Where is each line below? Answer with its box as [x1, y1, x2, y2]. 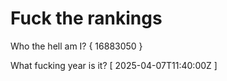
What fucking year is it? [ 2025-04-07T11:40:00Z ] [10, 59, 218, 71]
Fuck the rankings [10, 7, 163, 30]
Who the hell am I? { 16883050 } [10, 40, 143, 52]
